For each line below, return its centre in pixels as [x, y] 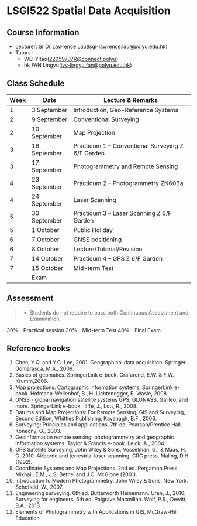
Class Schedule [36, 83]
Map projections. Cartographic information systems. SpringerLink [94, 387]
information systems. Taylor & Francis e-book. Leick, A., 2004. [90, 443]
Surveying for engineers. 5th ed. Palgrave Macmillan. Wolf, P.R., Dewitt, [101, 500]
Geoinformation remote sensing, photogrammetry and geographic [94, 437]
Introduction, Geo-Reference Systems [126, 110]
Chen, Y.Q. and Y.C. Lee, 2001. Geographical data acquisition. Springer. [101, 363]
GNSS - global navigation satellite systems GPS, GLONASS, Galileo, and [101, 400]
